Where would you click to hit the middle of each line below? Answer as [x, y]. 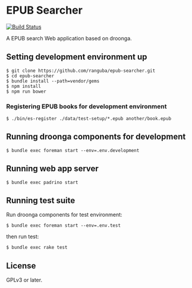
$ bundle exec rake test [37, 248]
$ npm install [24, 86]
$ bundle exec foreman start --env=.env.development [73, 150]
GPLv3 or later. [24, 280]
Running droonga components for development [96, 137]
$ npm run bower [26, 91]
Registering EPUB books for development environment [86, 106]
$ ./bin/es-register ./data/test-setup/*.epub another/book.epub [89, 119]
